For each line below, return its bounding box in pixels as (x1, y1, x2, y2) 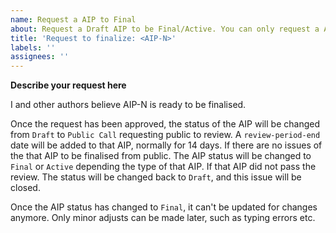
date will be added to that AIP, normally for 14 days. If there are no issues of (10, 139, 323, 151)
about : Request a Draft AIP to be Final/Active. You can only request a (10, 24, 320, 34)
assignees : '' (10, 52, 70, 62)
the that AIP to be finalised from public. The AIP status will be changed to (10, 150, 312, 162)
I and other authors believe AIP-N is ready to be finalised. (10, 99, 247, 111)
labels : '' (10, 42, 56, 53)
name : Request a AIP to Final (10, 14, 137, 25)
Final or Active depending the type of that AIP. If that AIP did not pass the (10, 161, 317, 173)
